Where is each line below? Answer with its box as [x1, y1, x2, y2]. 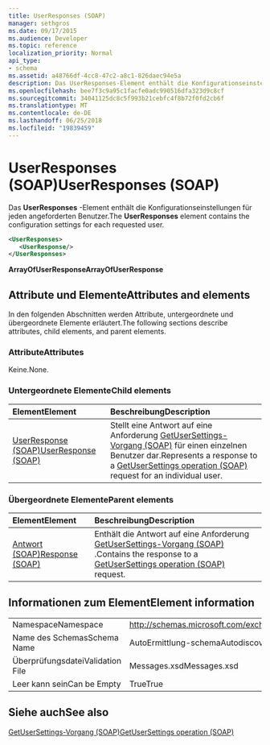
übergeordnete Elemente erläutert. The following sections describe [8, 318, 228, 328]
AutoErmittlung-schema [129, 637, 221, 648]
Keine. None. [8, 365, 50, 375]
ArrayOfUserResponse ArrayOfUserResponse [8, 265, 164, 275]
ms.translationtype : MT [8, 101, 88, 110]
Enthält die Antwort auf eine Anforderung [94, 528, 250, 540]
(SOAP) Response [12, 548, 79, 560]
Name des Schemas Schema [12, 631, 119, 643]
